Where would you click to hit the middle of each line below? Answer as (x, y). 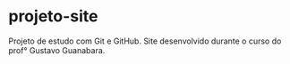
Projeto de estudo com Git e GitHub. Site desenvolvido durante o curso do (145, 41)
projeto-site (53, 16)
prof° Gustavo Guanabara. (57, 50)
